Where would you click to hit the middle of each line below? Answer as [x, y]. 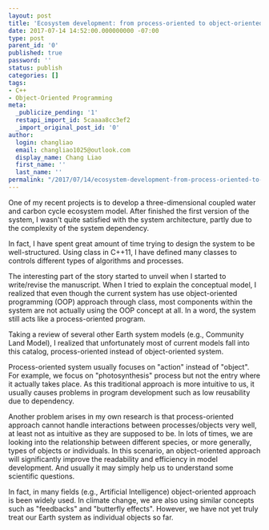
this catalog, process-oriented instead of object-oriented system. [116, 351]
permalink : [26, 180]
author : [21, 135]
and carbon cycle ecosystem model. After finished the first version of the [129, 211]
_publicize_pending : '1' [57, 113]
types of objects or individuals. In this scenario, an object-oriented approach [134, 451]
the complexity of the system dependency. [79, 228]
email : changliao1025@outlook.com [73, 150]
